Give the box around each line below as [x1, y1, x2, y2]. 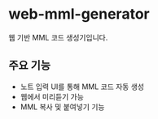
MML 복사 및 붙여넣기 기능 [20, 102, 105, 112]
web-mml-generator [8, 5, 150, 23]
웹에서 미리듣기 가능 [20, 91, 84, 101]
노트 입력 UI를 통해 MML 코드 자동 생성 [20, 82, 145, 91]
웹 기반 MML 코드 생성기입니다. [8, 32, 108, 42]
